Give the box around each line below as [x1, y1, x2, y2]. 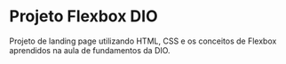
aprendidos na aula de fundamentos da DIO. [9, 44, 171, 55]
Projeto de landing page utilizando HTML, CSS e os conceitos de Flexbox [9, 36, 277, 46]
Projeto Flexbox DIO [9, 6, 158, 27]
